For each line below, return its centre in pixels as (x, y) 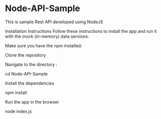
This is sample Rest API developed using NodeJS (54, 22)
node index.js (18, 111)
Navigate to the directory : (31, 64)
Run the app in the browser (32, 102)
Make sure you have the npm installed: (44, 45)
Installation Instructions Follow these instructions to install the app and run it (81, 31)
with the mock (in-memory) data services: (47, 36)
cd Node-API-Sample (26, 74)
